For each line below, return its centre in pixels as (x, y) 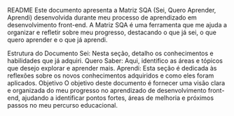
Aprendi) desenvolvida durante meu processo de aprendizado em (102, 17)
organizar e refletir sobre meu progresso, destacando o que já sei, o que (112, 32)
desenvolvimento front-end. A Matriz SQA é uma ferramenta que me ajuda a (117, 25)
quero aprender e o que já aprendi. (57, 40)
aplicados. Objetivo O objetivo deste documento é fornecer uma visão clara (116, 83)
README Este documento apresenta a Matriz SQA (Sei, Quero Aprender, (112, 10)
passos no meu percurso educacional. (62, 105)
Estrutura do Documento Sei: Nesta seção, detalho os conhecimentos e (110, 53)
